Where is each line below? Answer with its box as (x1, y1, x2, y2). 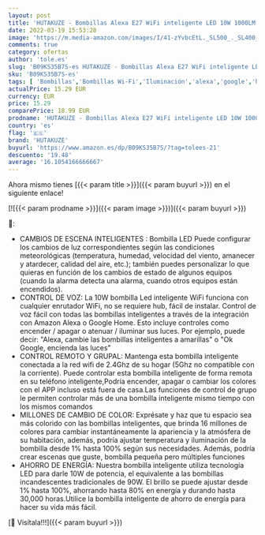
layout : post (8, 11, 51, 20)
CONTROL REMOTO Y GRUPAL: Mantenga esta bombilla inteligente (19, 352, 239, 361)
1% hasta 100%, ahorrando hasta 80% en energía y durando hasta (19, 486, 236, 496)
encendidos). (19, 285, 63, 294)
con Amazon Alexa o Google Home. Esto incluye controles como (19, 318, 230, 327)
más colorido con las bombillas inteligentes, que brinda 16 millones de (19, 419, 248, 428)
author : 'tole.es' (8, 56, 69, 64)
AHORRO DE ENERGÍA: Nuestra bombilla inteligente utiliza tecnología (19, 461, 244, 470)
